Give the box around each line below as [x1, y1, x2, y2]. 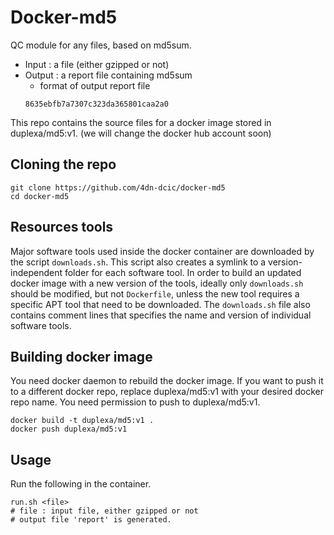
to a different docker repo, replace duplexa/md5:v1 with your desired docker [10, 386, 325, 398]
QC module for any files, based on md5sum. [10, 39, 192, 51]
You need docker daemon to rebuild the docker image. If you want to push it [10, 375, 324, 387]
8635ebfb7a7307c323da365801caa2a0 [24, 99, 169, 109]
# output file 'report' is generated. [10, 515, 172, 525]
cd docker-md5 [10, 191, 70, 201]
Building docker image [10, 348, 153, 365]
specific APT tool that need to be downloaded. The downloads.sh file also [10, 298, 311, 310]
